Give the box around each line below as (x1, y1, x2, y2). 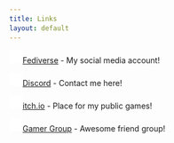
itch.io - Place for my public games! (22, 100, 153, 111)
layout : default (9, 23, 69, 33)
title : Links (9, 14, 58, 23)
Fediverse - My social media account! (22, 54, 161, 66)
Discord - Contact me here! (22, 77, 123, 88)
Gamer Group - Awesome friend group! (22, 123, 166, 133)
